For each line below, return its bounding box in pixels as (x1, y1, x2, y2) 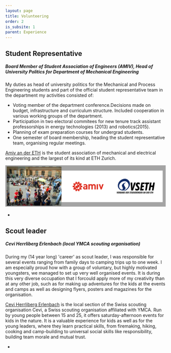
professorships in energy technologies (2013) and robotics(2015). (12, 124, 150, 130)
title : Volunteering (5, 13, 49, 19)
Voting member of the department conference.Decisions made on (12, 102, 151, 108)
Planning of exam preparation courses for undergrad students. (12, 129, 144, 135)
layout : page (5, 8, 33, 13)
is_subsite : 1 (5, 24, 36, 30)
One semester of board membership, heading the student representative (12, 135, 165, 141)
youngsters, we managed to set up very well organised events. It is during (5, 270, 160, 276)
